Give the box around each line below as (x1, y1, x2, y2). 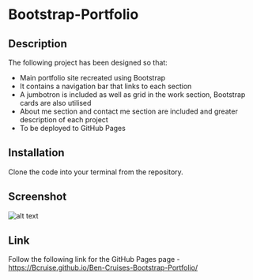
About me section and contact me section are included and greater (19, 106, 239, 116)
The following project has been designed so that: (8, 58, 168, 67)
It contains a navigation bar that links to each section (19, 81, 192, 91)
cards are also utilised (19, 99, 92, 107)
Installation (8, 146, 65, 159)
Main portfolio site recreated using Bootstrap (19, 73, 166, 82)
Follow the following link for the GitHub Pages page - (8, 255, 180, 264)
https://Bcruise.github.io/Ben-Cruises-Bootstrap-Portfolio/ (8, 263, 198, 273)
